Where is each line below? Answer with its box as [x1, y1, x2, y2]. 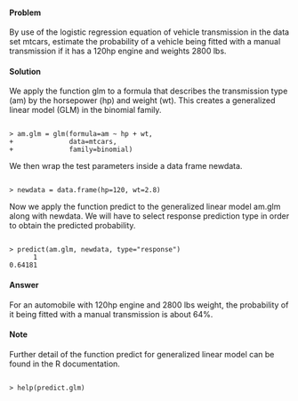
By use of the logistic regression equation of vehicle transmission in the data [9, 27, 290, 37]
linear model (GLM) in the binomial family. [9, 105, 162, 116]
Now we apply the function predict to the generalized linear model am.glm [9, 201, 281, 213]
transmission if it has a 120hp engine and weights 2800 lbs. [9, 45, 227, 57]
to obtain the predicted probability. [9, 221, 136, 231]
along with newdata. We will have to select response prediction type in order [9, 211, 290, 221]
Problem [9, 7, 42, 18]
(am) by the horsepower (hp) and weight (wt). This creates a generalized [9, 95, 276, 106]
